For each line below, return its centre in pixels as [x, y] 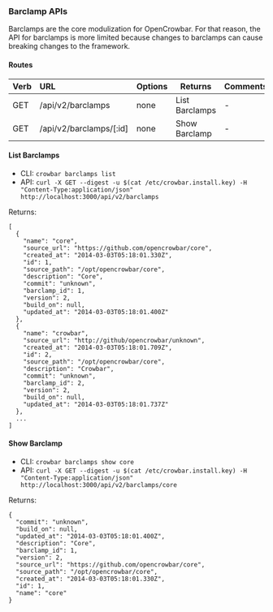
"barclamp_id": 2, [54, 383]
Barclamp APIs [38, 11]
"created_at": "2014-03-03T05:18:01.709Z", [98, 347]
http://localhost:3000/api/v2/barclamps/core [98, 485]
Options [152, 86]
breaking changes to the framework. [69, 46]
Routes [21, 65]
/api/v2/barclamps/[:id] [84, 128]
